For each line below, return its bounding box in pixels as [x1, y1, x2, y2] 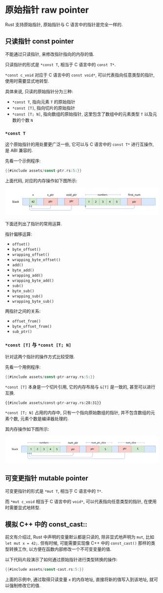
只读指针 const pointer [5, 37, 74, 45]
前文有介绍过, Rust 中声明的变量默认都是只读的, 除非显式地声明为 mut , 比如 [5, 534, 155, 540]
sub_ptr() [12, 329, 33, 334]
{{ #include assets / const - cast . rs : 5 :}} [5, 567, 84, 572]
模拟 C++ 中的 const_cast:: [5, 520, 87, 528]
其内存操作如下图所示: [5, 426, 50, 432]
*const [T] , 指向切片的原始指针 [12, 105, 76, 110]
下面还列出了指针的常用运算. [5, 221, 62, 227]
